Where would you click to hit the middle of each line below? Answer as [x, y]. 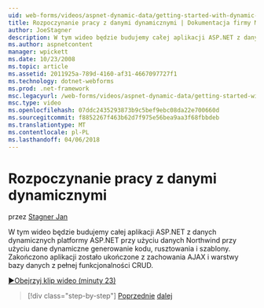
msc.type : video [35, 103]
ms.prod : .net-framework [49, 88]
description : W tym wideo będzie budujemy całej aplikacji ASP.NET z [125, 37]
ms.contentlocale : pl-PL [49, 132]
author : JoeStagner [40, 30]
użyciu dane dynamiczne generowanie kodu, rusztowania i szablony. [119, 249]
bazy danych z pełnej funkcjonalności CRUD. [81, 266]
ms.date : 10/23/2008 [42, 60]
